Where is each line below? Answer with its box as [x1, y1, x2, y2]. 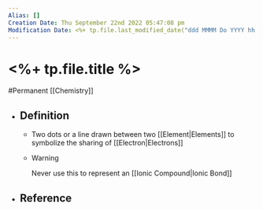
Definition [19, 109, 69, 122]
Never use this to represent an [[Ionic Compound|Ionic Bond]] [31, 168, 232, 178]
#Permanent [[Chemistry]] [8, 86, 94, 95]
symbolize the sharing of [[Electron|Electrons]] [31, 138, 183, 148]
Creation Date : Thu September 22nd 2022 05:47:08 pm [8, 19, 185, 27]
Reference [19, 191, 72, 204]
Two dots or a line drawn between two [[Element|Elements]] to [31, 130, 235, 139]
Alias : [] [8, 11, 41, 20]
